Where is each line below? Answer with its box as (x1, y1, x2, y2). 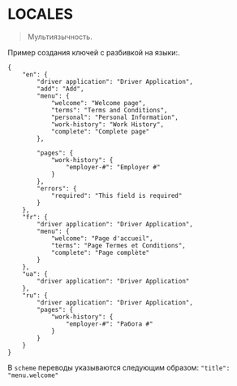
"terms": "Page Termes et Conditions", (50, 241, 186, 249)
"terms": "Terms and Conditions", (50, 106, 168, 114)
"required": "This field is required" (50, 191, 183, 200)
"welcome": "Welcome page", (50, 99, 147, 107)
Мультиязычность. (27, 32, 93, 42)
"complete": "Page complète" (50, 248, 150, 257)
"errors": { (37, 184, 78, 192)
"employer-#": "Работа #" (65, 319, 153, 328)
